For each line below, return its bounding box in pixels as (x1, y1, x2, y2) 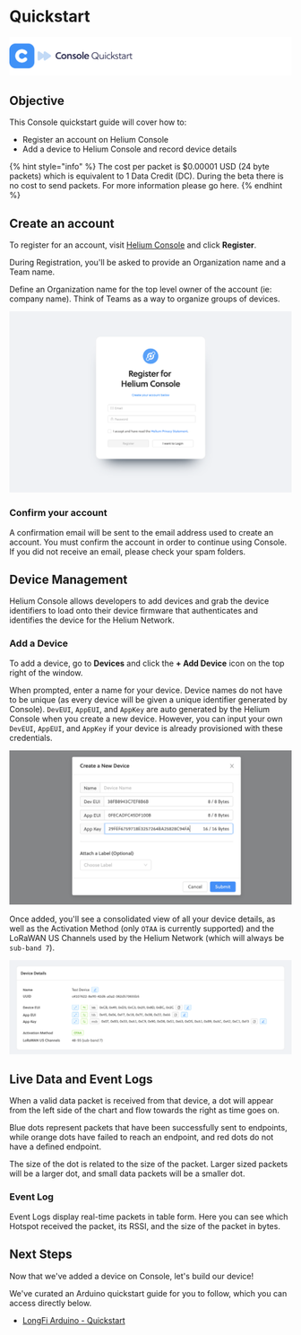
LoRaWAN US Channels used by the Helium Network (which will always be (9, 932, 285, 943)
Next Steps (9, 1247, 73, 1262)
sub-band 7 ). (9, 942, 56, 953)
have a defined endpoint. (9, 1141, 101, 1152)
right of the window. (9, 667, 83, 678)
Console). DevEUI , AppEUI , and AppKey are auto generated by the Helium (9, 703, 271, 714)
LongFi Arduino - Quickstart (21, 1314, 125, 1325)
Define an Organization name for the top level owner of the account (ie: (9, 284, 272, 294)
